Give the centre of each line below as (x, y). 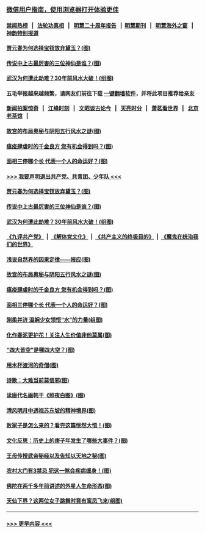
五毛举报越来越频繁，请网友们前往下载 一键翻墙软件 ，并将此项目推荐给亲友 (101, 93)
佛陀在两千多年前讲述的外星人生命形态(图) (59, 485)
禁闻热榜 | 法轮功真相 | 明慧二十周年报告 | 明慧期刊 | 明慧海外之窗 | (100, 25)
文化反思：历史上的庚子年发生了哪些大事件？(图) (67, 440)
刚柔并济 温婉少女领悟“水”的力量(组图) (55, 320)
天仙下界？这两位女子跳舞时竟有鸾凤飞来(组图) (65, 501)
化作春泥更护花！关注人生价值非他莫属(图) (59, 335)
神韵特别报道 (22, 33)
